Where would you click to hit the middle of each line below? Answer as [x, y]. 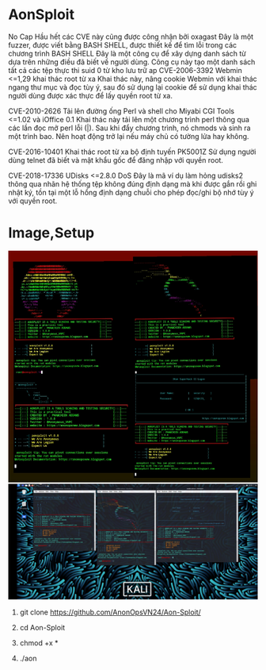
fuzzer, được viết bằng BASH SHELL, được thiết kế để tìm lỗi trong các [123, 44]
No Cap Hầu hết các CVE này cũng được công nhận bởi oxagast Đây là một [131, 37]
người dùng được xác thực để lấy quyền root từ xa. [90, 95]
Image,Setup [51, 233]
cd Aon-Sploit [42, 627]
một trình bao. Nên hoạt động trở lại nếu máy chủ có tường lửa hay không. [129, 136]
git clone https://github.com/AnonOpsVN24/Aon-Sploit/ [110, 612]
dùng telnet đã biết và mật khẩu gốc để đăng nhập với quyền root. [116, 160]
